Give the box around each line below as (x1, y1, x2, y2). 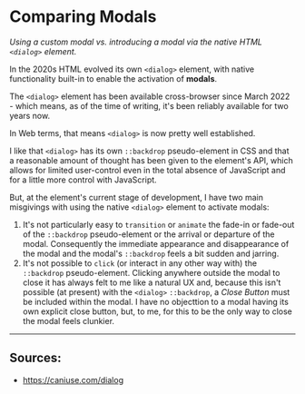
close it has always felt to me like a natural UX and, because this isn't (22, 277, 281, 288)
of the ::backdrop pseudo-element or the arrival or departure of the (22, 229, 275, 240)
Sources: (9, 350, 62, 366)
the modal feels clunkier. (22, 315, 115, 326)
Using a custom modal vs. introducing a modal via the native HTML (9, 36, 263, 47)
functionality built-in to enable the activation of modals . (9, 73, 218, 84)
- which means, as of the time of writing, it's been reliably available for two (9, 100, 289, 111)
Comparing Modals (9, 6, 157, 27)
